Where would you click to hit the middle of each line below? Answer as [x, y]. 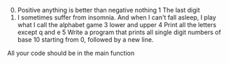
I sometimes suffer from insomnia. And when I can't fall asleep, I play [117, 17]
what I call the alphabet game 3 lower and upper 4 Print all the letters [117, 25]
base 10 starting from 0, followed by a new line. [85, 40]
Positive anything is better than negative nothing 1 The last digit [109, 10]
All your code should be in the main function [71, 53]
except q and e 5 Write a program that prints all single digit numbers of [119, 32]
